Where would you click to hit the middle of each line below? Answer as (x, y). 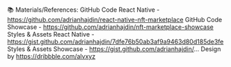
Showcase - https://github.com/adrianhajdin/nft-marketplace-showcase (111, 27)
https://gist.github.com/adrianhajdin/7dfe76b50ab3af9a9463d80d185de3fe (115, 41)
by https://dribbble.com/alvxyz (51, 56)
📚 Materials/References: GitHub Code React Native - (83, 10)
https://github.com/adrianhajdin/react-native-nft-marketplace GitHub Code (115, 20)
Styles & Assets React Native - (51, 34)
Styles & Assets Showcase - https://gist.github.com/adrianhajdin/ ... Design (114, 49)
